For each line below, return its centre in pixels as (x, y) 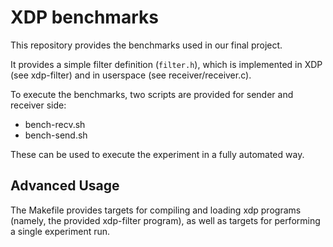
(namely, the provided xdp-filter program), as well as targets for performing (165, 220)
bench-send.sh (56, 135)
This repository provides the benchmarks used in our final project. (146, 45)
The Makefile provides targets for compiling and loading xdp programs (156, 210)
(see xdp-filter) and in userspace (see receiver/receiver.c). (131, 75)
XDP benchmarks (84, 17)
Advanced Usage (65, 186)
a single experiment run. (60, 231)
